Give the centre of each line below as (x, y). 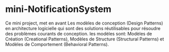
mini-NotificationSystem (58, 9)
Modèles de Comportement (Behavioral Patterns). (57, 44)
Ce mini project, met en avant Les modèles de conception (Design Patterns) (84, 23)
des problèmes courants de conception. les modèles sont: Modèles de (79, 33)
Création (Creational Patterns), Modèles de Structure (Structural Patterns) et (85, 39)
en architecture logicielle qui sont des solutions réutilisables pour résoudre (83, 28)
